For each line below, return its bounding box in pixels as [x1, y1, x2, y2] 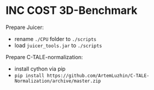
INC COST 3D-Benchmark [5, 4, 138, 18]
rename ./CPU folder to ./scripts [14, 35, 97, 42]
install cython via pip [14, 65, 66, 72]
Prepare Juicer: [5, 24, 44, 31]
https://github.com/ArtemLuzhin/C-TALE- [46, 72, 150, 79]
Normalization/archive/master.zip [14, 78, 101, 84]
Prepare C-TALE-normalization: [5, 53, 84, 60]
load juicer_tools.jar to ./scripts [14, 42, 102, 49]
